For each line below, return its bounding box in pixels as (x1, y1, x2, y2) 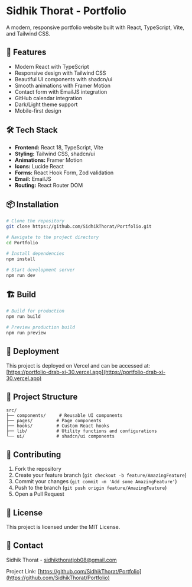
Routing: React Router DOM (14, 181, 83, 189)
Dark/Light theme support (14, 101, 78, 108)
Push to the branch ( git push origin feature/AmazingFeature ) (14, 484, 167, 492)
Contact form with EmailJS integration (14, 88, 108, 95)
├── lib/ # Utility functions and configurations (6, 428, 158, 434)
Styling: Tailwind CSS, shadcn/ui (14, 150, 96, 157)
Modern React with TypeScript (14, 63, 90, 70)
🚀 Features (6, 47, 47, 58)
